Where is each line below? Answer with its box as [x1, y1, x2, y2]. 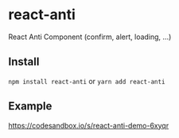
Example [8, 100, 53, 113]
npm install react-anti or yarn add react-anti [8, 76, 165, 85]
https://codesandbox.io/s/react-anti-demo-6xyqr [8, 120, 169, 130]
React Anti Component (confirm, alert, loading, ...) [8, 32, 172, 41]
